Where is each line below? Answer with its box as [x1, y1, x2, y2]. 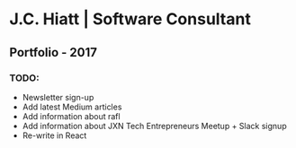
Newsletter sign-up [22, 91, 94, 102]
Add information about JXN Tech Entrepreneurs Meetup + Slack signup [22, 120, 287, 131]
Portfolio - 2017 [9, 45, 97, 60]
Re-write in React [22, 130, 87, 141]
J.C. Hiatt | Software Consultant [9, 9, 252, 30]
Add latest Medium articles [22, 101, 122, 112]
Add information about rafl [22, 110, 121, 121]
